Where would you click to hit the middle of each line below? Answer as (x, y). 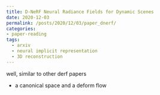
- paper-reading (26, 34)
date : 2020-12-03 (28, 17)
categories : (21, 29)
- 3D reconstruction (37, 57)
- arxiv (21, 46)
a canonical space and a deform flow (61, 85)
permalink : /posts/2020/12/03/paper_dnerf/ (61, 23)
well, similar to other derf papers (46, 73)
